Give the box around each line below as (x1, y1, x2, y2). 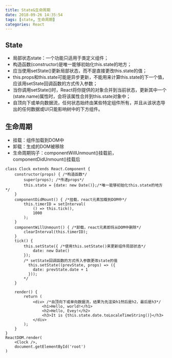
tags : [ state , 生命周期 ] (5, 17, 55, 22)
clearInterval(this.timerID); (24, 229, 88, 234)
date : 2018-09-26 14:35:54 (5, 12, 63, 17)
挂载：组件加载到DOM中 (12, 137, 64, 143)
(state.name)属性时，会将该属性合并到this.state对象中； (12, 93, 131, 100)
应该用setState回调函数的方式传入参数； (12, 80, 98, 87)
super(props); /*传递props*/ (24, 177, 84, 182)
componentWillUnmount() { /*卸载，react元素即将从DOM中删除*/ (14, 225, 142, 230)
